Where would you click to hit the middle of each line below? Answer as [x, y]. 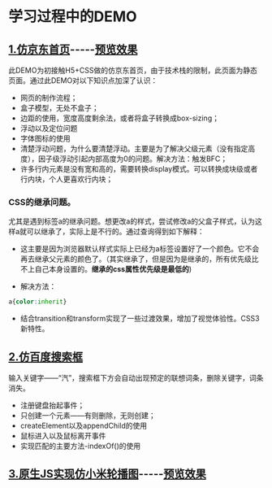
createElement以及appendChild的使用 [84, 425]
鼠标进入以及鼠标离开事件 [63, 435]
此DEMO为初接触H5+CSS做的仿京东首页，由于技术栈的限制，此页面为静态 [133, 70]
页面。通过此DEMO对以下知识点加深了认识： [83, 81]
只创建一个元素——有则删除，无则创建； [88, 415]
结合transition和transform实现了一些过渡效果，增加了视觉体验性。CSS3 [140, 319]
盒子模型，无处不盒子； [59, 108]
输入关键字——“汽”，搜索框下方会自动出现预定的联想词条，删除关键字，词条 [136, 377]
